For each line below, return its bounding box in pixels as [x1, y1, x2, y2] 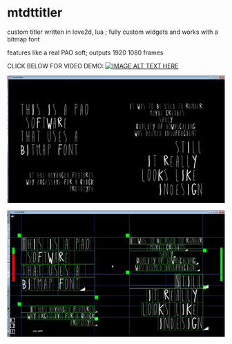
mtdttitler [7, 5, 63, 21]
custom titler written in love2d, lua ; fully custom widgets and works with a [7, 28, 219, 36]
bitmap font [7, 35, 40, 43]
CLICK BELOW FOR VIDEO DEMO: [7, 61, 104, 70]
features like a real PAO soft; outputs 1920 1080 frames [7, 48, 164, 57]
